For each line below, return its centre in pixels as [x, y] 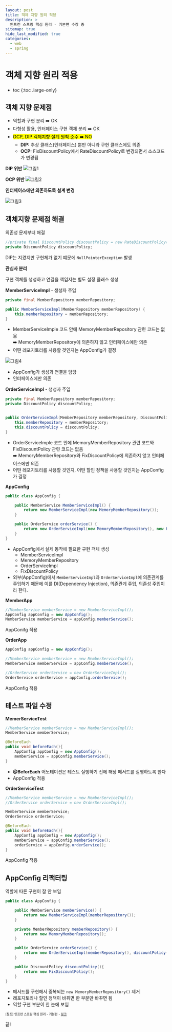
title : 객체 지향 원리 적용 [31, 15]
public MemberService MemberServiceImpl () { [63, 505]
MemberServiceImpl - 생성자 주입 [41, 290]
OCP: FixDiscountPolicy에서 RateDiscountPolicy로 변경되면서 [84, 151]
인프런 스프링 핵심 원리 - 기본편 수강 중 [47, 24]
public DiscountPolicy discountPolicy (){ [59, 967]
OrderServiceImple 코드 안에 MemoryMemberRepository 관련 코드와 [83, 442]
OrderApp [16, 640]
